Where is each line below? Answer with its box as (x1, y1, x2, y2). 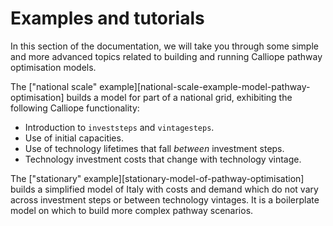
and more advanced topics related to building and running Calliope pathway (10, 50, 323, 62)
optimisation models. (10, 61, 97, 73)
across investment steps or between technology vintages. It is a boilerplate (10, 193, 320, 206)
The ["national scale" (10, 80, 98, 92)
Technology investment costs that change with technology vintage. (24, 153, 302, 165)
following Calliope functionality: (10, 102, 140, 114)
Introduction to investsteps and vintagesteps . (24, 121, 215, 133)
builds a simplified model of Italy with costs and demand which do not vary (10, 183, 319, 195)
